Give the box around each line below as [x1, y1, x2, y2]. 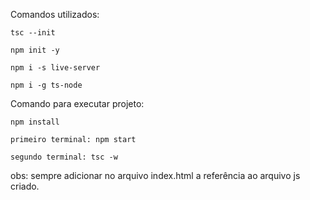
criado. [10, 180, 40, 192]
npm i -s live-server [10, 63, 101, 73]
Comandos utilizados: [10, 9, 100, 20]
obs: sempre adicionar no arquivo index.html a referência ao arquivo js [10, 170, 301, 181]
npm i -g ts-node [10, 80, 83, 90]
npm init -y [10, 45, 60, 55]
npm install [10, 117, 60, 127]
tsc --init [10, 28, 56, 38]
